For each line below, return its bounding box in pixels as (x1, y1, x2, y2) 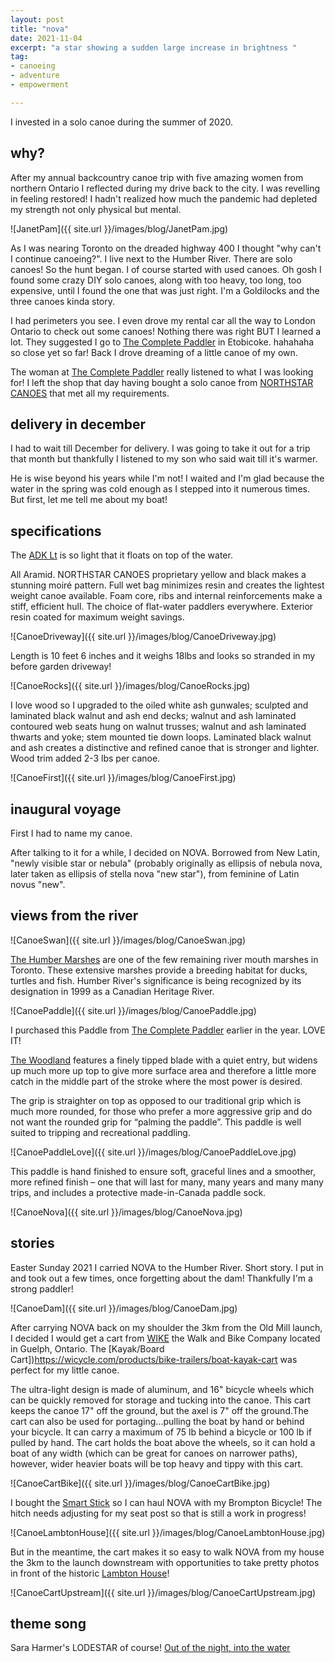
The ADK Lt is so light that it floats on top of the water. (10, 549, 233, 561)
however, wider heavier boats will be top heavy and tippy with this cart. (10, 1457, 304, 1470)
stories (10, 1235, 55, 1252)
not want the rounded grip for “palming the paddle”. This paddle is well (10, 1116, 302, 1128)
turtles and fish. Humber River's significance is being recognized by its (10, 974, 302, 986)
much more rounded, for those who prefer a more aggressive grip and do (10, 1105, 313, 1117)
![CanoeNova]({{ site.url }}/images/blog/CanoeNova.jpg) (10, 1206, 243, 1218)
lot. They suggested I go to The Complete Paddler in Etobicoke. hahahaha (10, 336, 315, 348)
